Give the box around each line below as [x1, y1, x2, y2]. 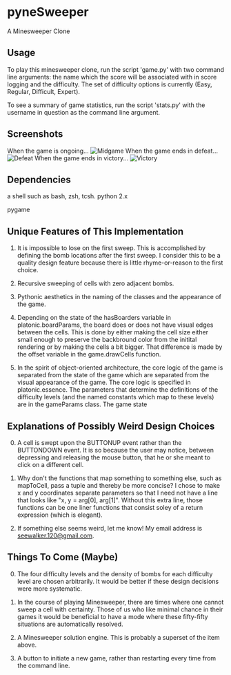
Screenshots [7, 129, 63, 140]
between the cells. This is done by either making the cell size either [17, 328, 209, 336]
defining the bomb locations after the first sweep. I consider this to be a [17, 251, 221, 260]
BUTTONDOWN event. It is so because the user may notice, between [17, 446, 214, 454]
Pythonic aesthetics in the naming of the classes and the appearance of [17, 293, 222, 301]
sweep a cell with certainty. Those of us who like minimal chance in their [17, 605, 223, 614]
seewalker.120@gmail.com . [17, 531, 94, 540]
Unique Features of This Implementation [7, 225, 184, 237]
